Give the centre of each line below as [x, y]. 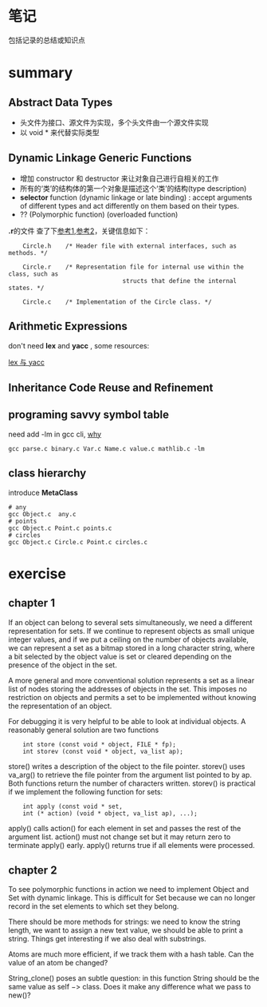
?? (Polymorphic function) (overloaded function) [99, 214]
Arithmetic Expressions [68, 326]
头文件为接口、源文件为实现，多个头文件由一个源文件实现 [114, 122]
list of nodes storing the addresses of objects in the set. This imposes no [128, 689]
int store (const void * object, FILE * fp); [100, 744]
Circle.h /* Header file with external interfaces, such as [130, 246]
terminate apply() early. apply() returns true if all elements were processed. [132, 845]
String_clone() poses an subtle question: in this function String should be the [134, 978]
